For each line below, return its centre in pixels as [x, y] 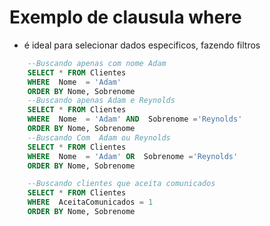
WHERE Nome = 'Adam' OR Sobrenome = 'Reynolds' [133, 156]
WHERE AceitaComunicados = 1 [90, 202]
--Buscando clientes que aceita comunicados [121, 184]
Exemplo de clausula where [125, 17]
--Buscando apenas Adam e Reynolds [101, 101]
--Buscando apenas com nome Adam [97, 63]
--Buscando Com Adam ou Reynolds [99, 137]
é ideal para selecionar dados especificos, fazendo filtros [142, 45]
